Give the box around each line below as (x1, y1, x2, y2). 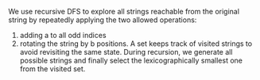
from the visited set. (19, 64, 86, 74)
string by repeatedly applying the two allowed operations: (8, 15, 197, 25)
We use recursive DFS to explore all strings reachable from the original (8, 7, 240, 16)
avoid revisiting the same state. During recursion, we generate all (19, 48, 233, 56)
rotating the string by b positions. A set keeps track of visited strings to (19, 39, 253, 48)
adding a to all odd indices (19, 31, 107, 40)
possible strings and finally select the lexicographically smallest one (19, 55, 243, 65)
